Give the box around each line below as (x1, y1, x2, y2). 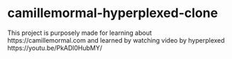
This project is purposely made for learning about (7, 28, 153, 37)
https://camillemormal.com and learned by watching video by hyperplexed (7, 36, 225, 44)
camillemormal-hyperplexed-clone (7, 5, 219, 21)
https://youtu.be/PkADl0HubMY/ (7, 43, 103, 52)
